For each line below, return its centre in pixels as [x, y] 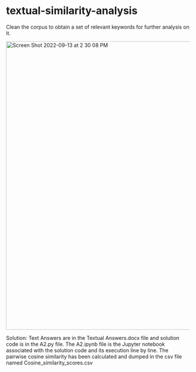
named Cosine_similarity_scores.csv [50, 363]
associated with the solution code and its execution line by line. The [87, 350]
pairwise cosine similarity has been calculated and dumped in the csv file [94, 356]
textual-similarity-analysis [72, 11]
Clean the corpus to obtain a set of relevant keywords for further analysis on [98, 27]
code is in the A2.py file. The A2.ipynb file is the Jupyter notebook [85, 344]
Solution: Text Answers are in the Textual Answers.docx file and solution [93, 338]
